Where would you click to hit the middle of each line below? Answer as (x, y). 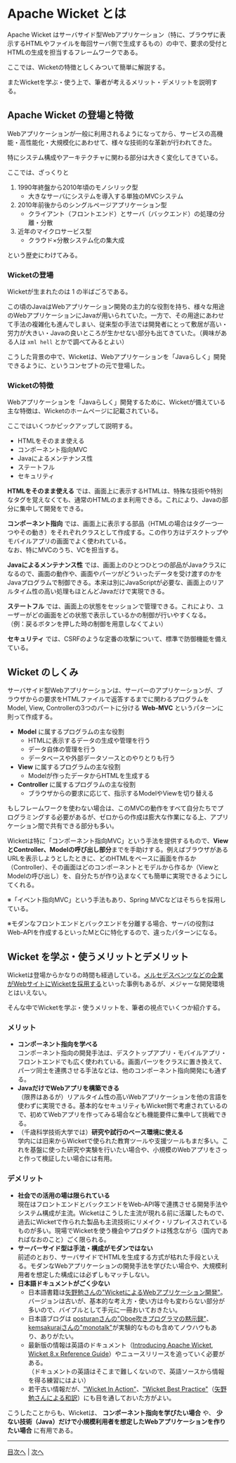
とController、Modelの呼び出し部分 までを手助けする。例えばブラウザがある (118, 850)
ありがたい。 (59, 1336)
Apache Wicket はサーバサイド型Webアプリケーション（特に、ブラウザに (113, 34)
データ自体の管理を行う (62, 749)
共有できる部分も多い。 (84, 826)
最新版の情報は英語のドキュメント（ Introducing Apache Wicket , (120, 1345)
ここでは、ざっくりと (38, 172)
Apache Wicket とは (67, 14)
